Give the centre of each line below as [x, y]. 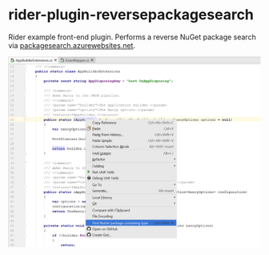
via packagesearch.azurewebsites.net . [72, 45]
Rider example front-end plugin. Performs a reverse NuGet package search [132, 37]
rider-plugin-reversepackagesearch [131, 15]
